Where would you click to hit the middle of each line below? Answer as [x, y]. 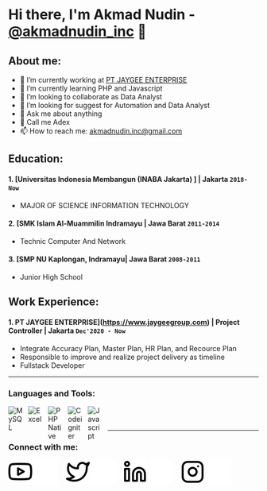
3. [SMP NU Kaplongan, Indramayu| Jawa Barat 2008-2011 [104, 259]
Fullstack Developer [52, 365]
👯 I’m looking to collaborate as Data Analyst [91, 97]
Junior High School [51, 277]
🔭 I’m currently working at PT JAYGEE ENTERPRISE [103, 80]
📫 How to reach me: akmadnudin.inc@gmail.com [101, 131]
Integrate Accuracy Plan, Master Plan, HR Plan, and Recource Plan [128, 348]
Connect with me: [43, 447]
